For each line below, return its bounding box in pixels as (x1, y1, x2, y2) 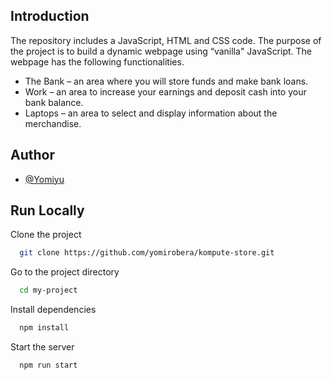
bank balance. (24, 96, 84, 108)
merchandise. (24, 117, 82, 129)
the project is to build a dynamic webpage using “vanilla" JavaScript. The (10, 45, 313, 57)
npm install (19, 323, 70, 333)
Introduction (10, 8, 90, 25)
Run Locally (10, 202, 85, 219)
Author (10, 147, 55, 164)
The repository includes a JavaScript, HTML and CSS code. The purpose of (10, 34, 322, 46)
